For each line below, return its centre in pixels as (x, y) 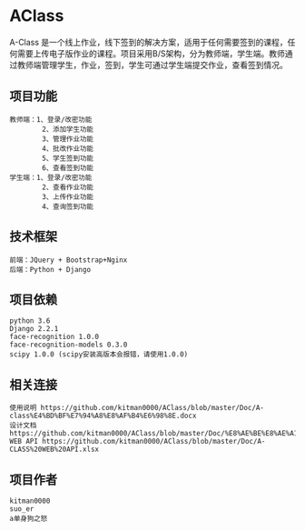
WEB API (24, 442)
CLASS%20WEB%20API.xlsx (54, 450)
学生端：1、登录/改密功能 (51, 177)
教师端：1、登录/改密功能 (51, 119)
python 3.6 (30, 321)
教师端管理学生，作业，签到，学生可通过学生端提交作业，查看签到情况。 (152, 65)
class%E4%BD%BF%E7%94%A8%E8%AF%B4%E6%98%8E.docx (103, 416)
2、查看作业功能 (68, 187)
